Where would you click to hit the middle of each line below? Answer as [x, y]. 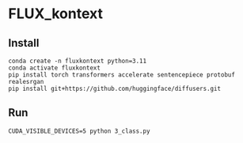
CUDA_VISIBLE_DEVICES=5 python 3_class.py [79, 131]
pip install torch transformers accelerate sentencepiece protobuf [122, 75]
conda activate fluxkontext [55, 68]
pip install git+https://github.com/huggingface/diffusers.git [115, 88]
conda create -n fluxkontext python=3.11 [78, 61]
